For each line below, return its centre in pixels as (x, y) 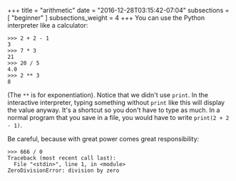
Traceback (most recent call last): (62, 158)
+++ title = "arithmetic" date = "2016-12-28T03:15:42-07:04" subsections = (118, 10)
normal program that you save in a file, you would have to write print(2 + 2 (118, 117)
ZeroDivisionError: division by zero (63, 170)
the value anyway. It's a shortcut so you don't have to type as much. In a (114, 110)
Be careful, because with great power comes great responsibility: (103, 139)
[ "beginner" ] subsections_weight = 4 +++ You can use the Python (106, 18)
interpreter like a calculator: (48, 25)
